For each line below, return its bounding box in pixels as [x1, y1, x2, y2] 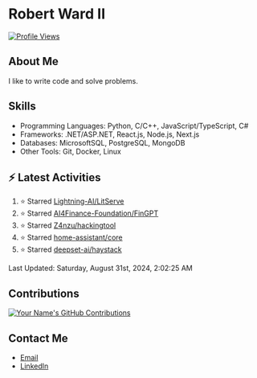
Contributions [8, 286, 80, 300]
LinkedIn [19, 361, 49, 371]
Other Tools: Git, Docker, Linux [19, 146, 122, 156]
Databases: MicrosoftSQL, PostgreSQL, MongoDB [19, 138, 186, 147]
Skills [8, 100, 36, 113]
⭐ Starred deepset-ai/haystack [19, 244, 122, 254]
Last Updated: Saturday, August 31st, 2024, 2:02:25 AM [8, 263, 193, 273]
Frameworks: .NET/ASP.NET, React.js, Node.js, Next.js [19, 129, 200, 139]
